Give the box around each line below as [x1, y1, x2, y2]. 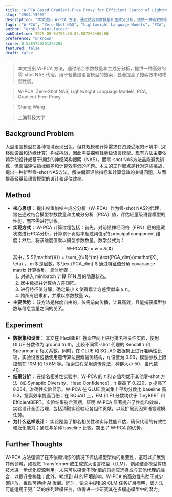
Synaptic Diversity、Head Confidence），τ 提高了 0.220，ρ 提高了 [27, 380, 167, 386]
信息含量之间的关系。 [21, 306, 67, 312]
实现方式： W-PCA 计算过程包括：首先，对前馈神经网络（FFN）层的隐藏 [12, 224, 165, 231]
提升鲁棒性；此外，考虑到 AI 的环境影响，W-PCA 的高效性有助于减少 [18, 473, 164, 480]
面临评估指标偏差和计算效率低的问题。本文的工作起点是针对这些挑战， [18, 163, 167, 169]
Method [5, 191, 31, 200]
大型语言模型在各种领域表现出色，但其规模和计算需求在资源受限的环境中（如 [5, 144, 167, 150]
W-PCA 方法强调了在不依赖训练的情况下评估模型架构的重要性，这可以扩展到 [5, 454, 166, 460]
